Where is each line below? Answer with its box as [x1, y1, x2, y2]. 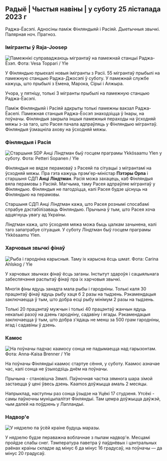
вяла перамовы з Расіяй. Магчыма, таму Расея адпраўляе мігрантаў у [5, 181, 156, 187]
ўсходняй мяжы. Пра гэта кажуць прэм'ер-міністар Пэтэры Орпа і [5, 170, 149, 176]
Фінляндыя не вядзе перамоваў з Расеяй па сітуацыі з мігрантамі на [5, 165, 152, 171]
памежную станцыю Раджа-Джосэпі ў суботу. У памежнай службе [5, 75, 149, 81]
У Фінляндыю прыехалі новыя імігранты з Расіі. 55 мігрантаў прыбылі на [5, 70, 161, 76]
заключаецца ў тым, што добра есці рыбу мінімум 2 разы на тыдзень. [5, 296, 155, 302]
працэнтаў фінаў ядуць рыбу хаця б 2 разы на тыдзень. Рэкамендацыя [5, 291, 156, 297]
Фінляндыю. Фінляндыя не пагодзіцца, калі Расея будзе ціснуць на [5, 186, 148, 192]
